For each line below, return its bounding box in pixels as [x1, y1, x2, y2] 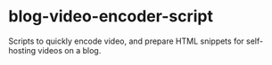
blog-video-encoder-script [8, 6, 213, 27]
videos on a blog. [37, 45, 102, 55]
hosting [8, 45, 37, 55]
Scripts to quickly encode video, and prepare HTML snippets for [8, 36, 244, 46]
